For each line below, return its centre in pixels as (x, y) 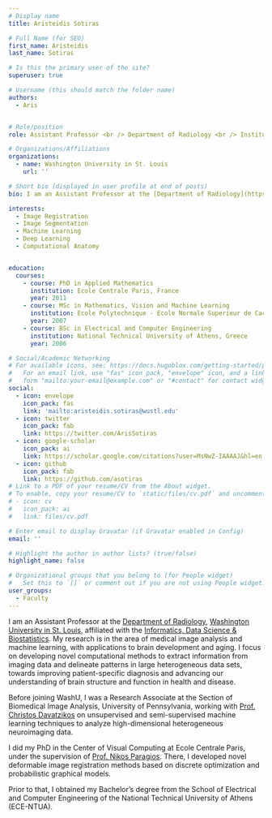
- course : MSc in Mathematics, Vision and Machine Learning (126, 306)
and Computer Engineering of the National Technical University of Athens (131, 798)
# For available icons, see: (57, 366)
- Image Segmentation (52, 224)
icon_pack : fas (49, 403)
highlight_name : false (47, 561)
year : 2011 (48, 298)
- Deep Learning (43, 239)
